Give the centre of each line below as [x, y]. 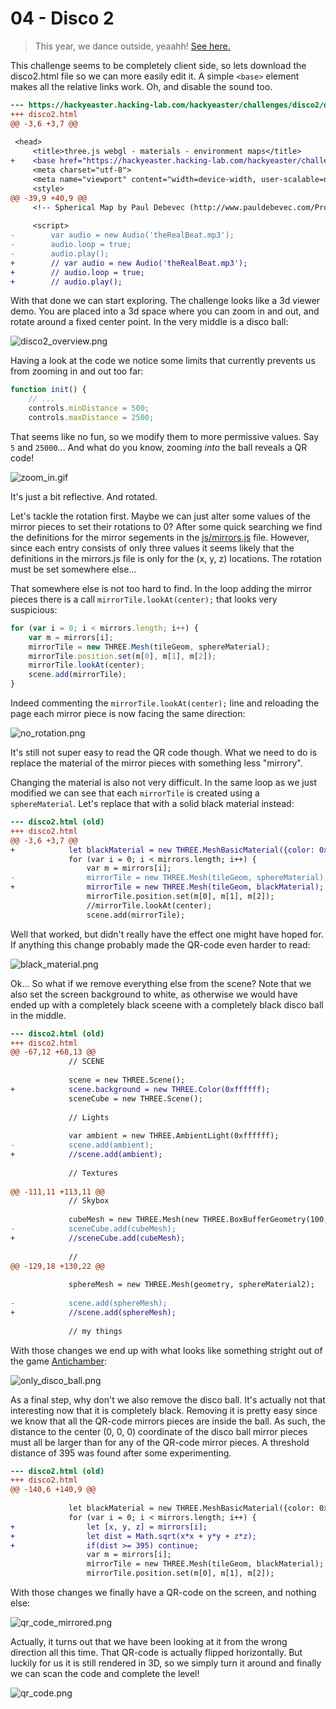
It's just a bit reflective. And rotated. [84, 496]
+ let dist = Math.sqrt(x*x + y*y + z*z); [133, 1536]
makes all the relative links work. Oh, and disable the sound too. [141, 86]
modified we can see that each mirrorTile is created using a [135, 793]
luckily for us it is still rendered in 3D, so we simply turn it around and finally [166, 1663]
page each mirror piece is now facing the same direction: [128, 714]
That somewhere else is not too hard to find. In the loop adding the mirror [161, 588]
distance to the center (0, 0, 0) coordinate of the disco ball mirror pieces [159, 1431]
